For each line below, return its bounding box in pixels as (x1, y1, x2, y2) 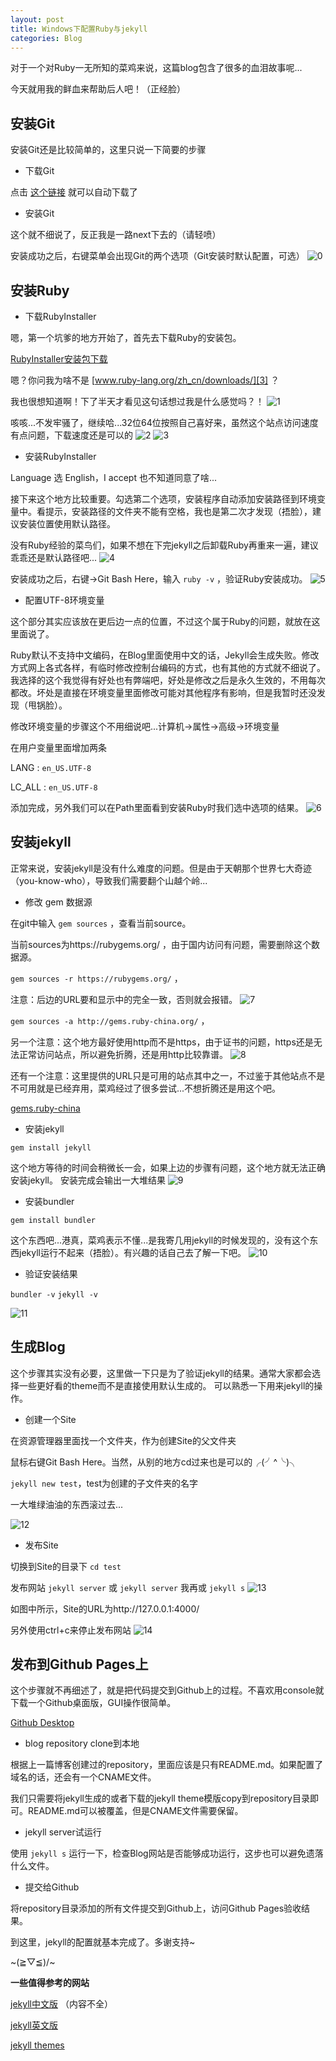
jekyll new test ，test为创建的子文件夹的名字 (10, 1477, 198, 1489)
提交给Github (24, 1881, 80, 1893)
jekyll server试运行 (24, 1826, 102, 1838)
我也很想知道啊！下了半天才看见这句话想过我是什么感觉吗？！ (10, 396, 265, 407)
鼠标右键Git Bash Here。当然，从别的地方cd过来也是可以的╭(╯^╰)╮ (10, 1456, 299, 1468)
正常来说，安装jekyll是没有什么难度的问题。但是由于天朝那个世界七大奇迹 (10, 862, 312, 874)
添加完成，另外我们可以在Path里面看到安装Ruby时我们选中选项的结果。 (10, 802, 305, 813)
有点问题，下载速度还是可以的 (10, 429, 133, 441)
